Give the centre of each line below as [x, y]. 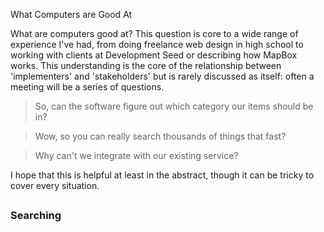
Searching [36, 216]
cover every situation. [55, 185]
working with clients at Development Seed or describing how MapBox [154, 55]
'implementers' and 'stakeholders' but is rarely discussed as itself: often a [162, 76]
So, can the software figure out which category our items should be [174, 106]
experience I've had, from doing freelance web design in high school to [157, 44]
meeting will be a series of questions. [87, 87]
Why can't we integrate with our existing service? [136, 155]
